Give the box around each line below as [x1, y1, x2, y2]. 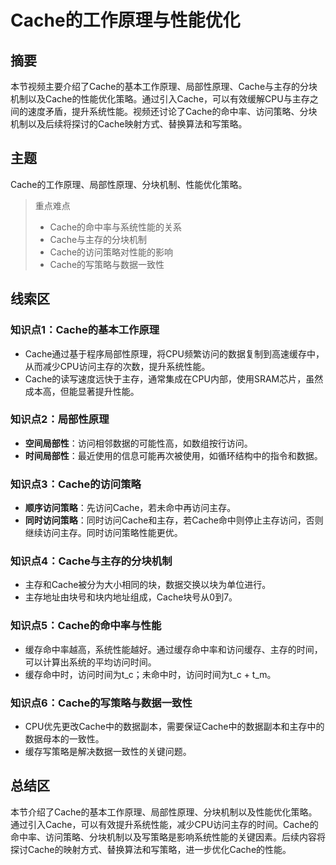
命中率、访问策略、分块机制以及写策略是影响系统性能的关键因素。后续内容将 [10, 831, 326, 843]
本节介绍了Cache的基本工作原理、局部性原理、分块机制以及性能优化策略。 [10, 806, 318, 818]
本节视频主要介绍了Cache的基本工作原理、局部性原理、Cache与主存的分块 [10, 81, 318, 92]
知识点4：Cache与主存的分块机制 [10, 554, 173, 568]
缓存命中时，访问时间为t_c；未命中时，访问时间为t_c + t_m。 [24, 668, 277, 680]
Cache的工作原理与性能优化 [10, 9, 241, 32]
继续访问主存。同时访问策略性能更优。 [24, 527, 183, 539]
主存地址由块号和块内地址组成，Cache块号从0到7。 [24, 591, 238, 603]
